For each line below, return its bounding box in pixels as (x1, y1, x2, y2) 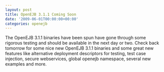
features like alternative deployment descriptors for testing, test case (5, 51, 146, 57)
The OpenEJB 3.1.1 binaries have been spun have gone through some (5, 35, 146, 41)
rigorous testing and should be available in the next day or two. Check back (5, 40, 160, 46)
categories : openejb (5, 21, 48, 26)
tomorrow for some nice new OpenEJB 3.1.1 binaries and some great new (5, 45, 154, 51)
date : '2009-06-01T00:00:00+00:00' (5, 16, 79, 21)
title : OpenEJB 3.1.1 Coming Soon (5, 12, 77, 17)
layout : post (5, 7, 32, 12)
